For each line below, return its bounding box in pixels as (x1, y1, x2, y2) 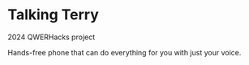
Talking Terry (7, 6, 99, 24)
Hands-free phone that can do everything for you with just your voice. (7, 47, 242, 57)
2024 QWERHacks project (7, 32, 96, 42)
